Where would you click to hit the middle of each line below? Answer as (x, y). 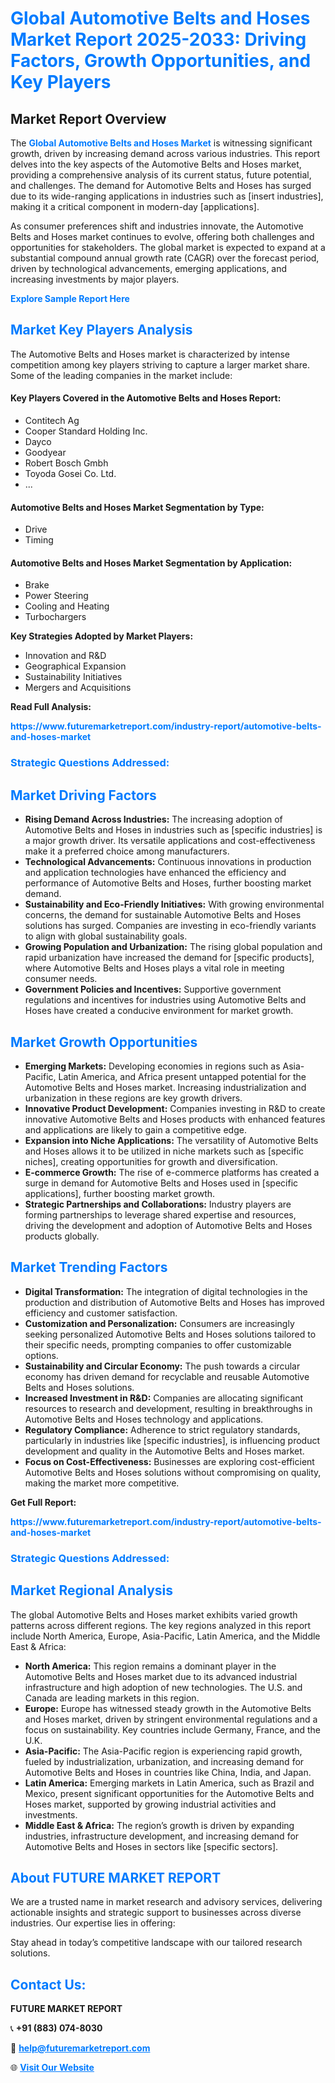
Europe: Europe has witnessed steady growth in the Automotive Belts (168, 1708)
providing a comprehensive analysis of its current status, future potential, (161, 175)
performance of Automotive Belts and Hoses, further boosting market (168, 883)
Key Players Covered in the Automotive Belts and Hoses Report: (146, 398)
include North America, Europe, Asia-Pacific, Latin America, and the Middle (165, 1636)
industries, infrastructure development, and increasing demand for (162, 1836)
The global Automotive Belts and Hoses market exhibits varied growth (154, 1614)
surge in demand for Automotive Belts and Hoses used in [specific (161, 1183)
